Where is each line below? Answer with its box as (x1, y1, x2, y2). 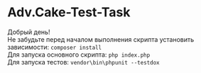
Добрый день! (7, 28, 50, 36)
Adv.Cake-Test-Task (7, 4, 131, 21)
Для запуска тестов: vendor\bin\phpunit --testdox (7, 57, 160, 66)
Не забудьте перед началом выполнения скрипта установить (7, 35, 195, 43)
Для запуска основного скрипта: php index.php (7, 50, 151, 59)
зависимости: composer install (7, 43, 102, 51)
